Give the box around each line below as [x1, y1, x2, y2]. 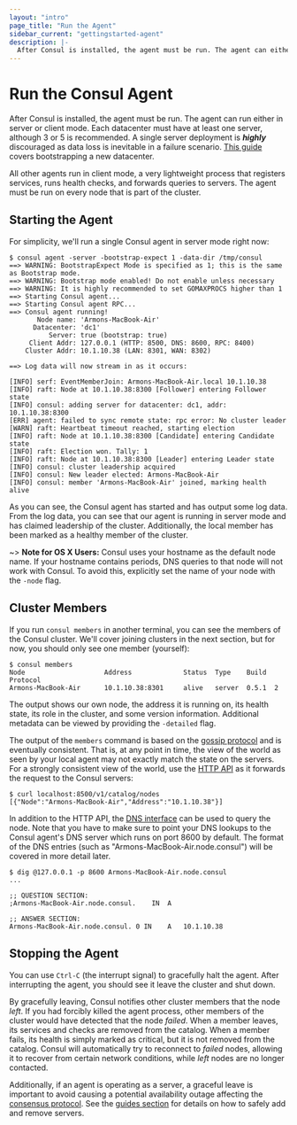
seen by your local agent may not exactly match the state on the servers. [9, 754, 275, 764]
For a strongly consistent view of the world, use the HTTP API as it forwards [9, 763, 286, 773]
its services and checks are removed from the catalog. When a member [9, 1024, 270, 1035]
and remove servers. [9, 1107, 85, 1118]
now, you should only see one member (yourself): [9, 643, 190, 654]
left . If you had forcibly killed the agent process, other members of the [9, 1005, 264, 1016]
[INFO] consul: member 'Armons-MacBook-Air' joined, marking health [9, 477, 267, 487]
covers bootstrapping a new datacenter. [9, 151, 155, 162]
